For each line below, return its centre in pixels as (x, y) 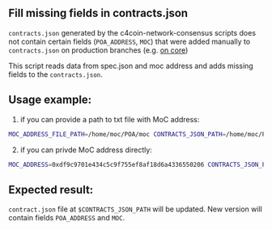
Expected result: (51, 190)
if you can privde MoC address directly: (86, 150)
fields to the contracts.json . (56, 74)
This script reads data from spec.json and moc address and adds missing (131, 66)
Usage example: (50, 100)
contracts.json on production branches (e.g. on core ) (98, 50)
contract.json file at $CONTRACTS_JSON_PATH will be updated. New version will (136, 209)
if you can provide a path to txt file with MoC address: (110, 119)
